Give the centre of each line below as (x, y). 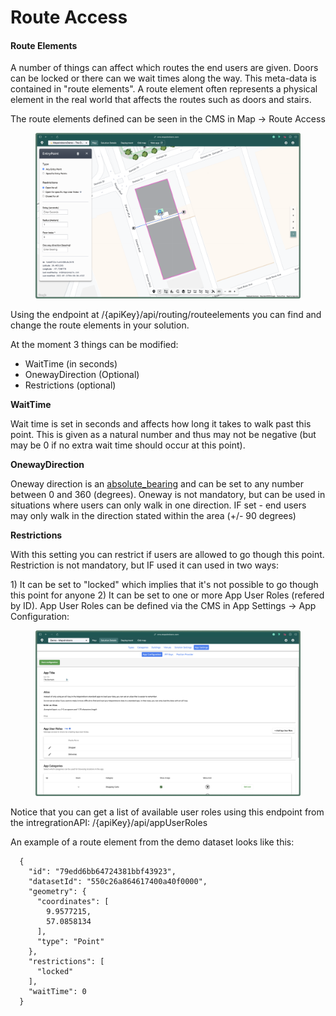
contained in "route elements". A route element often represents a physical (164, 89)
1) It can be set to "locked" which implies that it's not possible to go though (164, 584)
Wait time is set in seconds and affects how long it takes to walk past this (161, 423)
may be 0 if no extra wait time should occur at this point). (128, 445)
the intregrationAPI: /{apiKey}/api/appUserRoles (109, 822)
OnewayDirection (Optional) (82, 374)
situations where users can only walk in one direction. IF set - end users (158, 505)
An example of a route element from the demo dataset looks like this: (152, 842)
